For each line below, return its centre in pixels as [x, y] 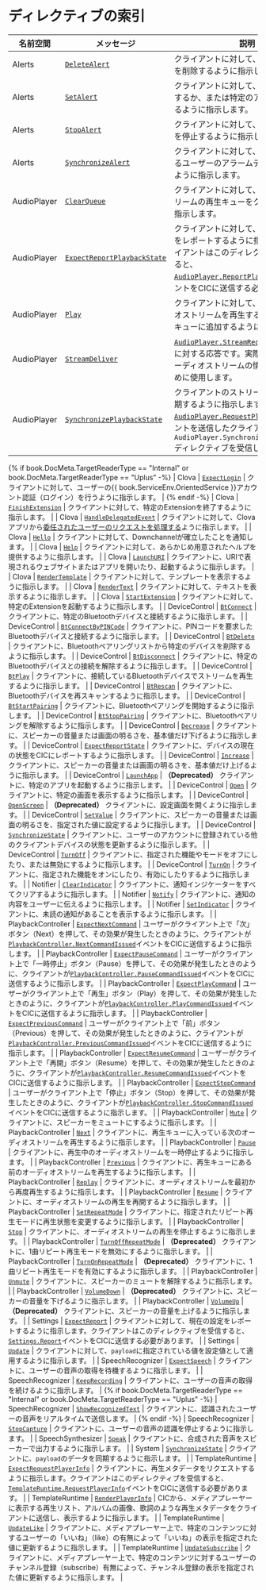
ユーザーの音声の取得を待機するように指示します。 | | [116, 1370]
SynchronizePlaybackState [114, 419]
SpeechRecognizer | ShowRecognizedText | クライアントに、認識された [122, 1408]
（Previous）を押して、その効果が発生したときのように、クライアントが [126, 1033]
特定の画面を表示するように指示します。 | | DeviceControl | [153, 795]
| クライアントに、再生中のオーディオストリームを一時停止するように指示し [131, 1152]
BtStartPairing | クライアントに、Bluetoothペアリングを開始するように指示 [131, 705]
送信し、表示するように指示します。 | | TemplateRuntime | [130, 1518]
